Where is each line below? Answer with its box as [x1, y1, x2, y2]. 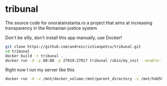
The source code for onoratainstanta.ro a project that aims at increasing [5, 20, 153, 26]
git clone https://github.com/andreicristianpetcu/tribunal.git [5, 44, 141, 49]
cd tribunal [5, 48, 30, 54]
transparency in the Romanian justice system [5, 25, 97, 31]
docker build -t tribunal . [5, 53, 64, 58]
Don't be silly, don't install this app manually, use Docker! [5, 35, 122, 41]
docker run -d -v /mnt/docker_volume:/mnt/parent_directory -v [5, 77, 139, 82]
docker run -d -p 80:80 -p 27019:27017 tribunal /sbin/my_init [5, 58, 139, 63]
